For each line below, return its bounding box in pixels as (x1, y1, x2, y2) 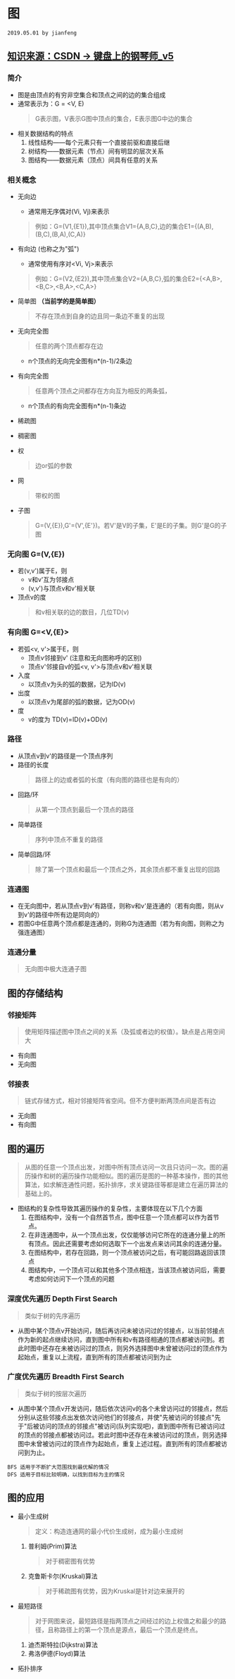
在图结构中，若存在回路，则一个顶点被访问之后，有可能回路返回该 (27, 1248, 220, 1257)
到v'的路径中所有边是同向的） (17, 911, 103, 919)
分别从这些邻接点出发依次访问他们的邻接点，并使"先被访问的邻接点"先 (17, 1413, 221, 1421)
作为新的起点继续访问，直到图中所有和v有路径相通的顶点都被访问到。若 (17, 1335, 225, 1343)
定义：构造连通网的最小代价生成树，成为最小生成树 (34, 1527, 184, 1535)
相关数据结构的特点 (17, 129, 74, 137)
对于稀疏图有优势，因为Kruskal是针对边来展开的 (45, 1587, 185, 1595)
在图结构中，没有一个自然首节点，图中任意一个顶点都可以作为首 (27, 1213, 213, 1222)
